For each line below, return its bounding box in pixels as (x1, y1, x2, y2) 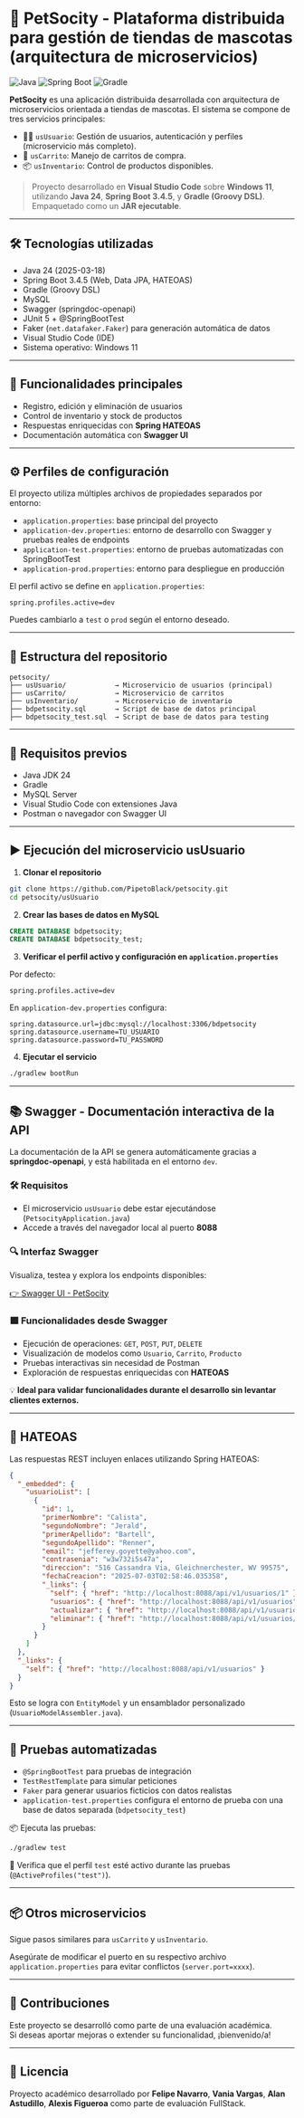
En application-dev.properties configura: (9, 1002, 167, 1013)
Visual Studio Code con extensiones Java (22, 798, 178, 809)
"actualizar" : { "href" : (49, 1606, 144, 1615)
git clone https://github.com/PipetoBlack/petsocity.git (9, 884, 229, 893)
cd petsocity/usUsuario (9, 892, 100, 902)
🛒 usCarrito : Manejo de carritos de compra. (22, 149, 187, 161)
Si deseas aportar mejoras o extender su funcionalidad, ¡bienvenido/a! (9, 2029, 271, 2040)
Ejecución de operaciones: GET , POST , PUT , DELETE (22, 1338, 204, 1349)
